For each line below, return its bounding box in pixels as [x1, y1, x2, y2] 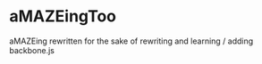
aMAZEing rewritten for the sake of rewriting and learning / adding [9, 36, 254, 46]
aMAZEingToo [9, 6, 116, 27]
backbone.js [9, 44, 55, 55]
